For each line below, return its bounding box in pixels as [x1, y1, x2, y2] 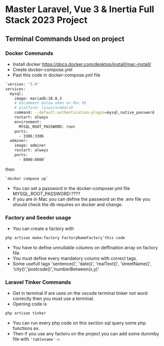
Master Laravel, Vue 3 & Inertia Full [5, 4, 154, 15]
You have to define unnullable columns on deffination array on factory [12, 244, 158, 250]
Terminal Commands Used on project [5, 34, 125, 43]
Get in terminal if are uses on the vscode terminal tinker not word [12, 290, 148, 296]
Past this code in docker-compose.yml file [12, 72, 101, 78]
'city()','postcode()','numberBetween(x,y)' [12, 266, 99, 272]
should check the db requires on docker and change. [12, 201, 123, 207]
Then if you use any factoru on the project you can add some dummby [12, 330, 159, 336]
